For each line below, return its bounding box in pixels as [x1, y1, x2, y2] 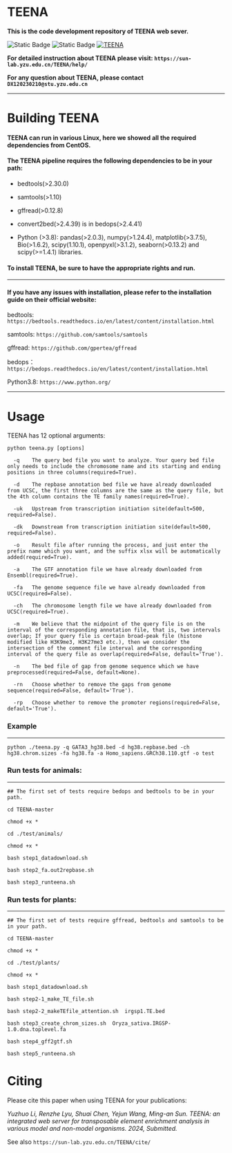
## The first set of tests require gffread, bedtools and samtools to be [7, 917, 224, 924]
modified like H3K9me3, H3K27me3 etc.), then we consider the [7, 638, 190, 646]
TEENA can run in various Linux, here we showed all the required [7, 133, 197, 142]
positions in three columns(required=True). [7, 469, 137, 476]
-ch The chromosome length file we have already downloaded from [13, 602, 212, 609]
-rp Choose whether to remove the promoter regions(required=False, [13, 699, 221, 706]
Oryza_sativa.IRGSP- [112, 1020, 171, 1027]
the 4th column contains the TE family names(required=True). [7, 493, 190, 501]
